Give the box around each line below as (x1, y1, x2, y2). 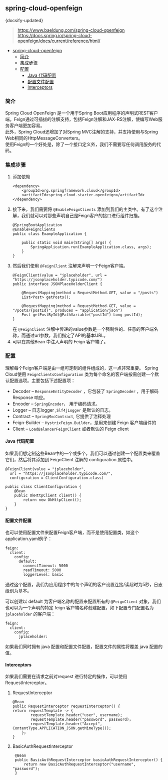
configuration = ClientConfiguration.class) (9, 475, 104, 480)
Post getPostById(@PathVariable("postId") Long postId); (21, 312, 143, 318)
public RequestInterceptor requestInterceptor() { (12, 704, 120, 709)
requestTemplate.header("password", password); (30, 717, 131, 722)
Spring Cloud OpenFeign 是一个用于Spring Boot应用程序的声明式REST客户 (5, 110, 158, 116)
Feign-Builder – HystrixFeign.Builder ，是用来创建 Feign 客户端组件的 (12, 419, 156, 426)
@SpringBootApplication (12, 223, 62, 228)
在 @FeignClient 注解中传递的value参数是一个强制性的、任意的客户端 (12, 326, 154, 332)
